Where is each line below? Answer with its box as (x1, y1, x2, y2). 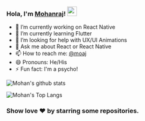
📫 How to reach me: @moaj (15, 50, 87, 57)
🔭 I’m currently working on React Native (15, 23, 116, 31)
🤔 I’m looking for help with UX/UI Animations (15, 37, 127, 44)
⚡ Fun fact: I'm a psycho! (15, 65, 78, 73)
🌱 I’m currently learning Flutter (15, 30, 92, 37)
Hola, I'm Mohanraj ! (6, 9, 66, 18)
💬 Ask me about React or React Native (15, 43, 112, 50)
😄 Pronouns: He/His (15, 59, 67, 66)
